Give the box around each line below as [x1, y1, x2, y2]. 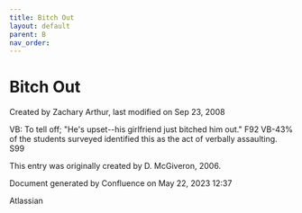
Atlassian [9, 195, 43, 207]
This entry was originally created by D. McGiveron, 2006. [9, 161, 222, 172]
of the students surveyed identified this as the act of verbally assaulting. [9, 134, 278, 145]
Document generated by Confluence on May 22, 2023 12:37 [9, 178, 233, 189]
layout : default [9, 22, 70, 31]
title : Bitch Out [9, 13, 75, 22]
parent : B [9, 30, 47, 39]
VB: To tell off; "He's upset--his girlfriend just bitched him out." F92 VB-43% [9, 124, 294, 135]
